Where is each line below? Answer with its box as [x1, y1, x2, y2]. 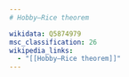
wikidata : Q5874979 [9, 29, 82, 38]
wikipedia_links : [9, 46, 74, 55]
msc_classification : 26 [9, 38, 98, 47]
